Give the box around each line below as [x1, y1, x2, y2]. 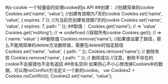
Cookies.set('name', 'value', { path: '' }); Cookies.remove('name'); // [5, 48, 145, 54]
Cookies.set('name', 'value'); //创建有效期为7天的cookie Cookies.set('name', [5, 11, 162, 17]
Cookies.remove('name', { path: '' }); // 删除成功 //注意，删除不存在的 [11, 55, 153, 60]
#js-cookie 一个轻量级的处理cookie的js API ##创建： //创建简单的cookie [5, 5, 154, 10]
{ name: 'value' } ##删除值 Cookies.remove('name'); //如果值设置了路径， [5, 36, 157, 42]
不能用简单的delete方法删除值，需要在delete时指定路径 [9, 42, 124, 48]
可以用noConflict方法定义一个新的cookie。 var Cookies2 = [14, 67, 135, 73]
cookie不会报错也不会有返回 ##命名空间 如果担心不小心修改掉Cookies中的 [5, 61, 159, 67]
